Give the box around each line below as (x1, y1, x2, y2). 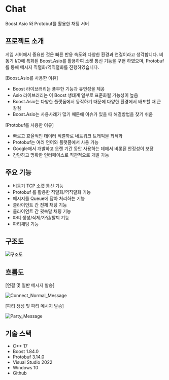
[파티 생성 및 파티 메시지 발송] (5, 303, 64, 309)
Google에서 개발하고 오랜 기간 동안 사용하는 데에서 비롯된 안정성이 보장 (12, 145, 154, 152)
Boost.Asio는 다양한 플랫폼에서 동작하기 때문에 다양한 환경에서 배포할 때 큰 (12, 98, 161, 104)
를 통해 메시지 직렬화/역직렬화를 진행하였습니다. (5, 64, 99, 70)
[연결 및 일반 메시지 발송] (5, 282, 55, 288)
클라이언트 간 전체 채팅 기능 (12, 201, 67, 208)
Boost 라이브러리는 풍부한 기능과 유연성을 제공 (12, 85, 105, 92)
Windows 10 (12, 365, 39, 370)
